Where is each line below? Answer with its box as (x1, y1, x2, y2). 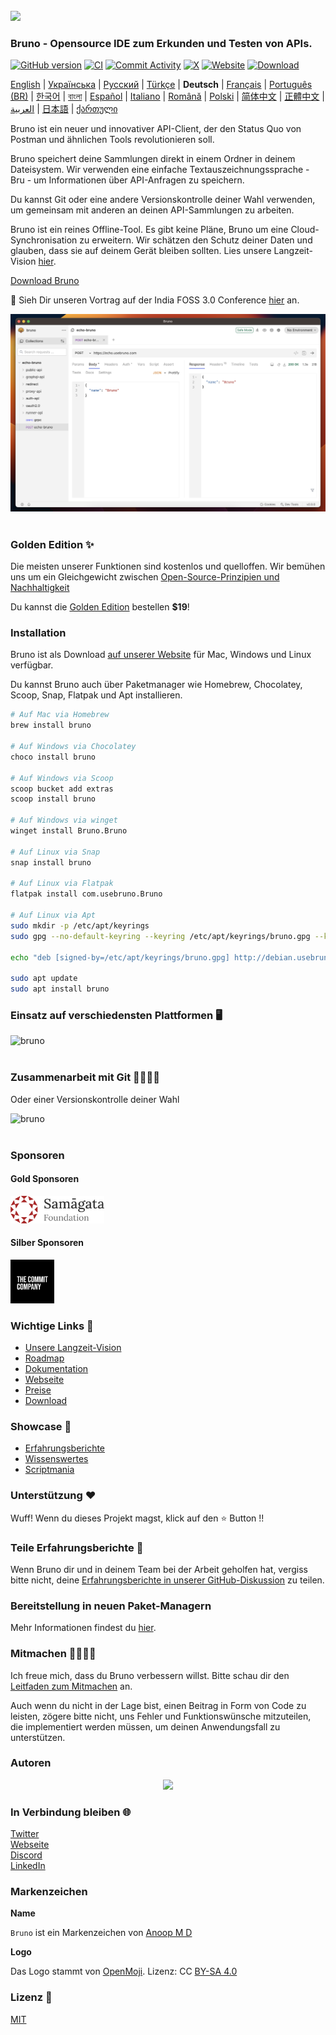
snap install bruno (10, 857, 92, 868)
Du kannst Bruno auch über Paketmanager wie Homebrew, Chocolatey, (10, 679, 303, 691)
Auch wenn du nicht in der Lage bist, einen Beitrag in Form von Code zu (10, 1699, 307, 1711)
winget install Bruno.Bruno (10, 826, 128, 836)
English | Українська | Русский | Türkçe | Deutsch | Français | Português (10, 79, 313, 91)
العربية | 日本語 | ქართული (10, 103, 118, 115)
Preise (24, 1384, 52, 1396)
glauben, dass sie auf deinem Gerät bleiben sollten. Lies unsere (10, 245, 272, 257)
